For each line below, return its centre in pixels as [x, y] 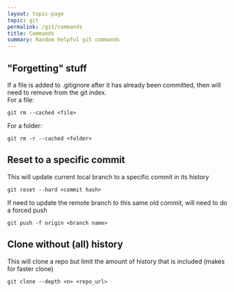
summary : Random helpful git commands [64, 40]
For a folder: [25, 125]
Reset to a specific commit [66, 160]
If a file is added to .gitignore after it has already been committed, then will [114, 85]
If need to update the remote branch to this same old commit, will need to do [117, 202]
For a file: [21, 99]
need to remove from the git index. [57, 92]
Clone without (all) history [65, 245]
